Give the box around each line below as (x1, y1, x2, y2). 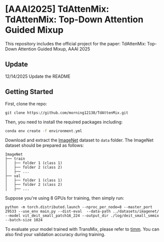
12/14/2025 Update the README (5, 73, 71, 79)
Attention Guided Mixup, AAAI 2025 (18, 46, 90, 52)
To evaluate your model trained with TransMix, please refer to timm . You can (5, 226, 160, 232)
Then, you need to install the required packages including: (5, 119, 123, 125)
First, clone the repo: (5, 101, 48, 106)
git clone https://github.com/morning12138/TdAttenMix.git (5, 110, 129, 115)
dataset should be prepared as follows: (5, 142, 84, 148)
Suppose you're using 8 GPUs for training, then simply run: (5, 195, 124, 201)
